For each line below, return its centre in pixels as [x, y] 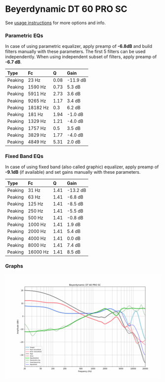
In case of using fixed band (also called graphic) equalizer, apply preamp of [82, 167]
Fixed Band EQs [24, 156]
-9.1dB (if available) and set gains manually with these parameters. [73, 172]
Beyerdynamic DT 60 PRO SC [66, 9]
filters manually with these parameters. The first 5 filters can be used [75, 52]
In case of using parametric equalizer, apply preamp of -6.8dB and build [79, 46]
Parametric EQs [24, 36]
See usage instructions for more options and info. [56, 23]
